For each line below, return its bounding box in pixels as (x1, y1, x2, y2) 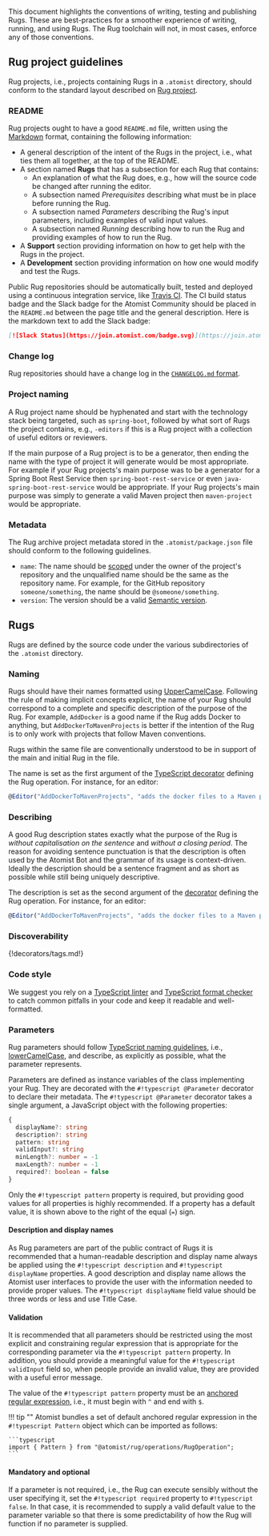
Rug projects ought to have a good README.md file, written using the (8, 123, 228, 133)
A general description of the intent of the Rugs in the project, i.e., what (19, 147, 252, 157)
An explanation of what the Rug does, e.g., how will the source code (31, 173, 257, 183)
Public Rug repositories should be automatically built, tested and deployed (8, 282, 254, 292)
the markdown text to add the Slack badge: (8, 316, 151, 326)
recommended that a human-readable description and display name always (8, 1252, 258, 1261)
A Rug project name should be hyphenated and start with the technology (8, 407, 248, 416)
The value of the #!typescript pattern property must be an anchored (8, 1389, 239, 1398)
